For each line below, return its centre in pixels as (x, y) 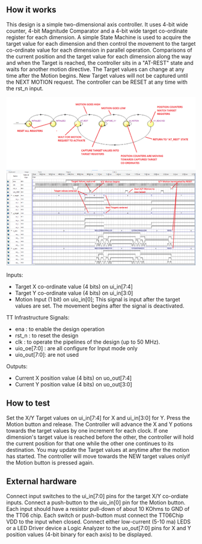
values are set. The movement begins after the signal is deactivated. (99, 306)
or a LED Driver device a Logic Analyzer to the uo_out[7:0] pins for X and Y (99, 528)
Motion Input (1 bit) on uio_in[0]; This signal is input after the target (97, 299)
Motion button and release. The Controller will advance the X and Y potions (99, 424)
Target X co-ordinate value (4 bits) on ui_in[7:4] (74, 286)
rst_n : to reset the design (47, 335)
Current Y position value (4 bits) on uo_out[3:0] (73, 384)
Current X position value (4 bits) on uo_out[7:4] (73, 378)
